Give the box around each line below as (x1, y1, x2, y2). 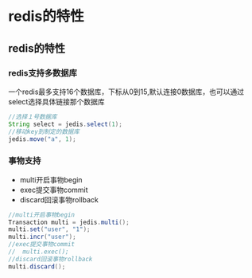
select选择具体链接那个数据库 (8, 96, 105, 106)
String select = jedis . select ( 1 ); (8, 120, 123, 128)
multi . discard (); (8, 262, 66, 271)
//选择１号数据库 (8, 112, 57, 120)
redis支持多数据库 (8, 67, 78, 78)
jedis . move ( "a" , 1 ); (8, 135, 77, 143)
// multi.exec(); (8, 248, 69, 256)
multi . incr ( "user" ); (8, 233, 77, 241)
